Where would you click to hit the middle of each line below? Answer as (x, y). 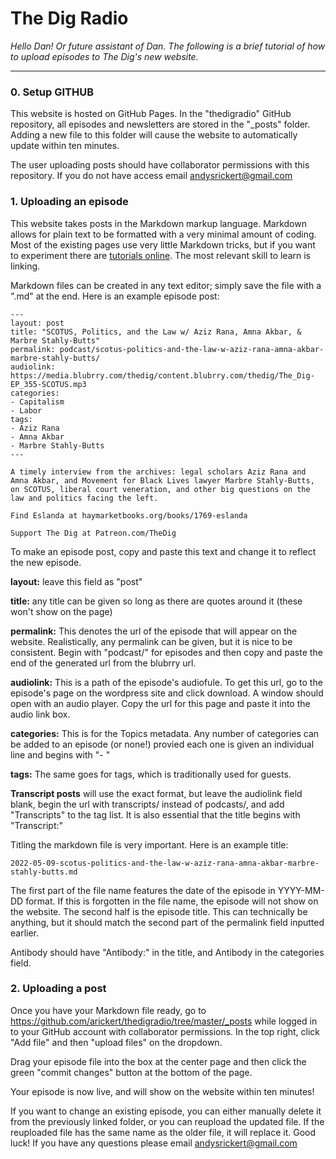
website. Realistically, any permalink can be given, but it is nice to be (151, 641)
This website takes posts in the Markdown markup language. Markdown (158, 223)
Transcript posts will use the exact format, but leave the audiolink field (156, 793)
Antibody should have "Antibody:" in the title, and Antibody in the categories (167, 952)
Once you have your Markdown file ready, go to (108, 1010)
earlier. (25, 933)
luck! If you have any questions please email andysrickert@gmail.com (154, 1143)
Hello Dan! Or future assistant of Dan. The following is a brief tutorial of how (168, 46)
